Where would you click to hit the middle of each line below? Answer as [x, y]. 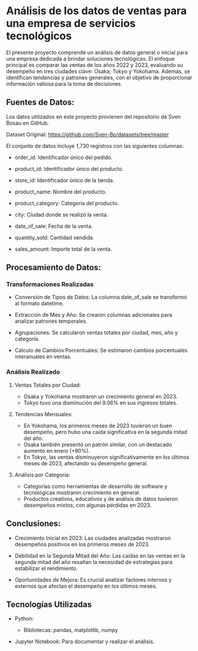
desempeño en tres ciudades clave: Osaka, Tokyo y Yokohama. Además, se [98, 71]
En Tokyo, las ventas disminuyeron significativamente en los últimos [106, 457]
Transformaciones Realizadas [50, 284]
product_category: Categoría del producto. [67, 203]
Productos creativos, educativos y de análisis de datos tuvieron [101, 498]
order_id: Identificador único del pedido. [64, 157]
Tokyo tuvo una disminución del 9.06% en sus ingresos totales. [100, 403]
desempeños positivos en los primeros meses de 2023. [82, 544]
